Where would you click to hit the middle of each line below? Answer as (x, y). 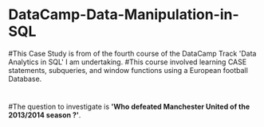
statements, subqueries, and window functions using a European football (128, 70)
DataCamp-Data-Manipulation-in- (124, 15)
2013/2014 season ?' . (45, 115)
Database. (25, 79)
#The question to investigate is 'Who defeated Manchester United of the (129, 107)
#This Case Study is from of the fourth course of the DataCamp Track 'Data (132, 53)
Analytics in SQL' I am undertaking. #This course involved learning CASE (128, 62)
